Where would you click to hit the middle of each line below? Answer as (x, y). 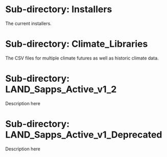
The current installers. (29, 23)
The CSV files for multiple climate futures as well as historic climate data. (82, 58)
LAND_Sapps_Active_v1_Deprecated (84, 135)
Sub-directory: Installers (59, 9)
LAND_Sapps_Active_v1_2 (61, 89)
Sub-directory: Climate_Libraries (77, 44)
